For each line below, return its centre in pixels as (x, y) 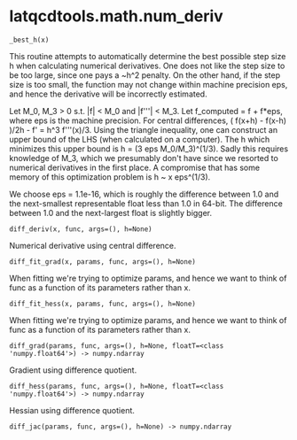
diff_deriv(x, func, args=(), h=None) (81, 229)
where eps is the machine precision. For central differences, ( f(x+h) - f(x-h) (148, 120)
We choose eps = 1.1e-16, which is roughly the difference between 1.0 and (144, 194)
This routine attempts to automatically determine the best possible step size (148, 56)
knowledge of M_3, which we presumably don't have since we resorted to (144, 158)
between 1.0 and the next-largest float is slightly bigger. (111, 212)
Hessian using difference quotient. (72, 410)
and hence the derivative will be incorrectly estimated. (108, 94)
